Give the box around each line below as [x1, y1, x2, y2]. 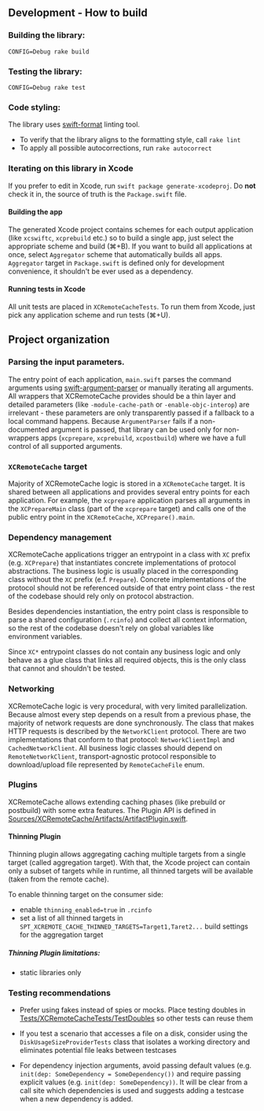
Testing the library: [8, 66, 82, 77]
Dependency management [8, 532, 112, 543]
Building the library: [8, 30, 86, 41]
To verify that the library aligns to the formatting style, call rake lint [19, 135, 241, 145]
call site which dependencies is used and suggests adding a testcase [19, 1086, 244, 1095]
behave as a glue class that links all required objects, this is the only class [8, 656, 247, 665]
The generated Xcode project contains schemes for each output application [8, 224, 254, 234]
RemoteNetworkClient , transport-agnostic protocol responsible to [8, 751, 217, 761]
